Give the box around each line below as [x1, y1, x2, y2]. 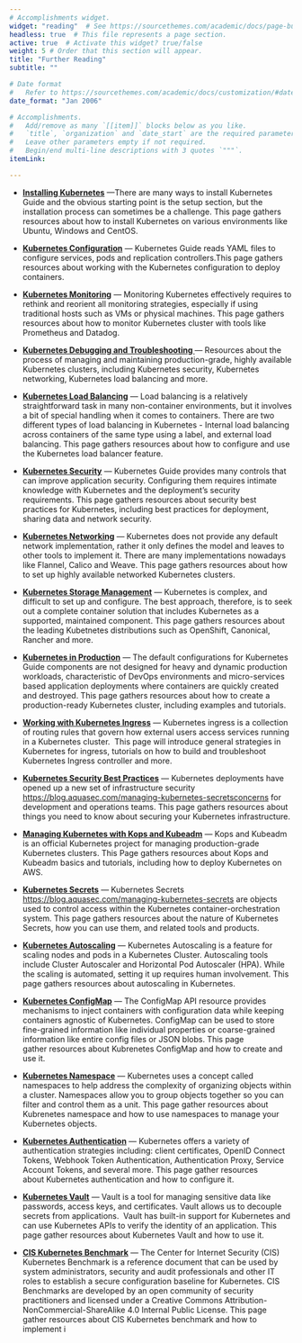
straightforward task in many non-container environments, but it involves [22, 400, 292, 410]
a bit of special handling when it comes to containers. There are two [22, 410, 275, 420]
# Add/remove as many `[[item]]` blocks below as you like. [9, 121, 247, 131]
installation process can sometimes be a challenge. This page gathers [22, 206, 281, 217]
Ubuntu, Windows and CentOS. [22, 225, 138, 236]
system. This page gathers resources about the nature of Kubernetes [22, 913, 279, 924]
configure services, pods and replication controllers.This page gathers [22, 252, 283, 263]
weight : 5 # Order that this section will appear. [9, 47, 203, 56]
